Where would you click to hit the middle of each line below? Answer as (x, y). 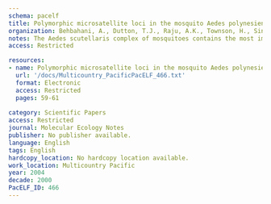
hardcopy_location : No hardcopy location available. (99, 158)
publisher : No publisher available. (70, 135)
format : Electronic (48, 83)
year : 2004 (27, 173)
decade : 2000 (30, 181)
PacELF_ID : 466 (34, 188)
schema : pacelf (34, 16)
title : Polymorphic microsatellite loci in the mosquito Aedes (117, 23)
